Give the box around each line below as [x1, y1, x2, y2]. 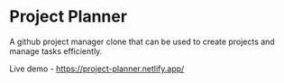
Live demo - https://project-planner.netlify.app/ [9, 63, 185, 74]
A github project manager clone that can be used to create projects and [9, 36, 275, 47]
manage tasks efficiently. [9, 45, 103, 56]
